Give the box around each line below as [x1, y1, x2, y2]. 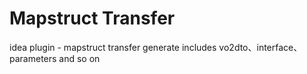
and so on [58, 52, 101, 64]
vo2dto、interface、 [218, 41, 303, 53]
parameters [9, 52, 57, 64]
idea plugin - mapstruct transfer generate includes [9, 41, 217, 53]
